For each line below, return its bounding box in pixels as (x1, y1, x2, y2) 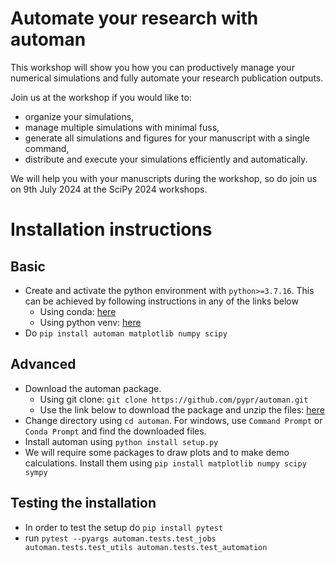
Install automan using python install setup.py (24, 435, 219, 447)
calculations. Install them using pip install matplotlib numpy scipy (24, 457, 307, 469)
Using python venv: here (39, 316, 142, 328)
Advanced (10, 356, 77, 373)
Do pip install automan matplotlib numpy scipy (24, 327, 228, 339)
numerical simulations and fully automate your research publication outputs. (10, 72, 324, 84)
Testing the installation (10, 495, 157, 512)
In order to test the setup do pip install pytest (24, 521, 224, 533)
